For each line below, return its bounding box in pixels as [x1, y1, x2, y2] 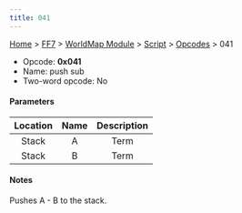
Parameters [9, 96, 55, 107]
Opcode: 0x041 [22, 56, 82, 66]
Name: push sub [22, 66, 85, 76]
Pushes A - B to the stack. [9, 195, 107, 206]
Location [14, 119, 53, 132]
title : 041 [9, 13, 51, 23]
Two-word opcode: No [22, 75, 108, 86]
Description [96, 119, 148, 132]
